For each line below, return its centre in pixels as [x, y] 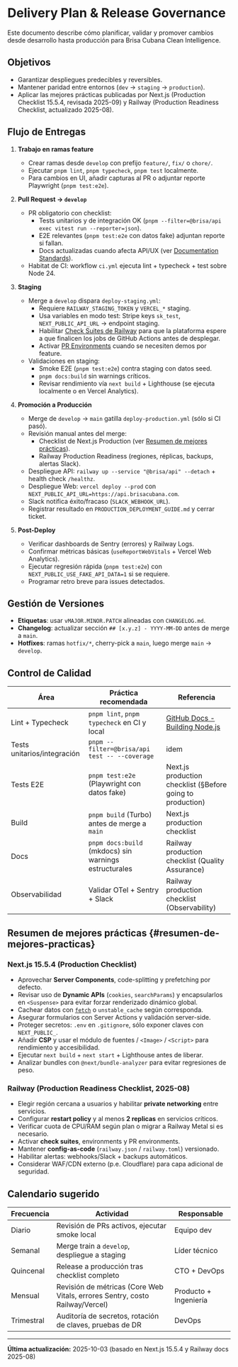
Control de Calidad [50, 673]
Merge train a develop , [93, 1246]
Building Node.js [193, 727]
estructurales [110, 869]
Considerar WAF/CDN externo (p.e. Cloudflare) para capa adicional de [120, 1164]
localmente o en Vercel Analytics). [89, 390]
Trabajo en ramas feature [56, 149]
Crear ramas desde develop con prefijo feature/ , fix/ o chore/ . [120, 163]
